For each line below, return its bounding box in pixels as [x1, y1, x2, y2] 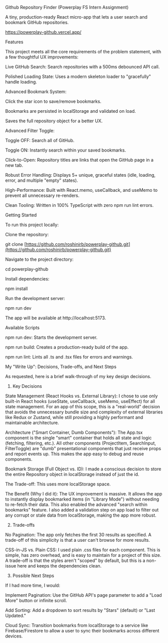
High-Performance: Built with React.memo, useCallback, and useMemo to [5, 187, 158, 193]
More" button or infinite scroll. [5, 598, 67, 603]
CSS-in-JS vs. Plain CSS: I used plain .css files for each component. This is [5, 547, 160, 553]
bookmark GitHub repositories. [5, 20, 69, 25]
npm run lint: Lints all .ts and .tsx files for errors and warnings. [5, 354, 133, 360]
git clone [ [5, 241, 26, 247]
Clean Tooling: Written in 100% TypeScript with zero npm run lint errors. [5, 202, 154, 208]
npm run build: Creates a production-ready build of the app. [5, 344, 129, 350]
